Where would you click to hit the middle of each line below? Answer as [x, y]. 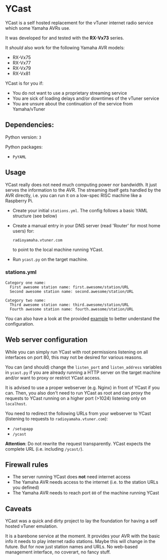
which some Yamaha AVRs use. [38, 28]
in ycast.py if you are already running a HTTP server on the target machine [83, 372]
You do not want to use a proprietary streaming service [70, 93]
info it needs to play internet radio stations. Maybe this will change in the [80, 541]
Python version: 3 [23, 137]
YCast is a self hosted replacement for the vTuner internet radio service [79, 23]
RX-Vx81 [21, 73]
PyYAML [19, 157]
